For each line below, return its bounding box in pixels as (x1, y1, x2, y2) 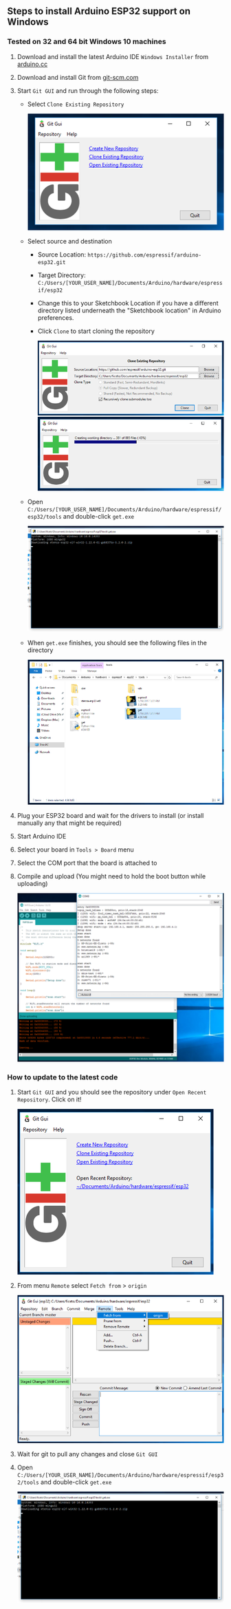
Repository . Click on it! (16, 1095, 82, 1103)
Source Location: (37, 250, 87, 259)
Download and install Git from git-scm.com (16, 73, 139, 81)
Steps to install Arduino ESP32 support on (7, 6, 191, 17)
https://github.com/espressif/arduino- (87, 251, 201, 259)
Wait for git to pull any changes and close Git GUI (16, 1450, 158, 1458)
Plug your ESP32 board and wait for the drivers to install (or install (16, 812, 204, 820)
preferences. (37, 313, 74, 322)
